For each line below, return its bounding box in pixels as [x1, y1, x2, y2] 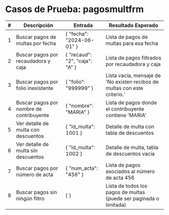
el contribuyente [105, 105, 144, 112]
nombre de [16, 105, 42, 112]
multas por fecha [16, 39, 56, 46]
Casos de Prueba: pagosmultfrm [5, 4, 144, 15]
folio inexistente [16, 84, 54, 91]
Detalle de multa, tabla [105, 144, 158, 151]
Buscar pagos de [16, 33, 56, 40]
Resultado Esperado [109, 22, 158, 29]
